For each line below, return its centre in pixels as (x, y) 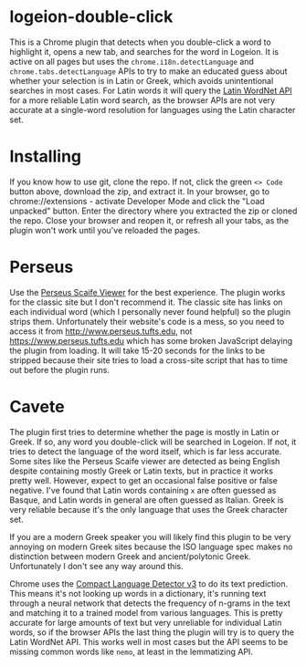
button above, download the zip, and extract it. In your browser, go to (140, 191)
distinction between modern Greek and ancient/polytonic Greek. (130, 556)
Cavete (37, 407)
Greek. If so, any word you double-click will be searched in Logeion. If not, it (153, 442)
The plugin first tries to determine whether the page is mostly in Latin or (145, 432)
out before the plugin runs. (59, 369)
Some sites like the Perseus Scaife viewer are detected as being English (145, 461)
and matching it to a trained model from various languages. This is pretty (146, 612)
